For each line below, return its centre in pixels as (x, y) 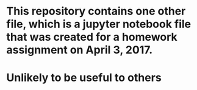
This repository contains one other (96, 11)
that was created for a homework (92, 37)
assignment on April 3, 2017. (80, 50)
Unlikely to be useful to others (84, 78)
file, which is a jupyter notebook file (99, 24)
